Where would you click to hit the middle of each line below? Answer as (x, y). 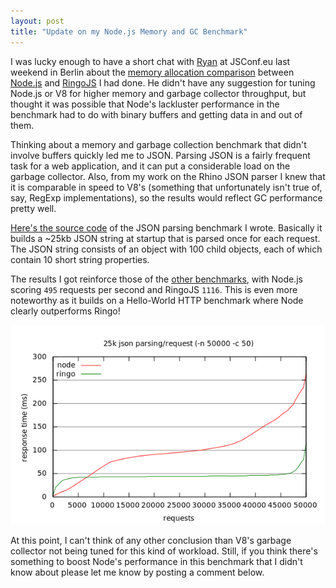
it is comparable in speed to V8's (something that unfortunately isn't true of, (166, 187)
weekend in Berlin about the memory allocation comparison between (152, 72)
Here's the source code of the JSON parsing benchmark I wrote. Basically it (166, 227)
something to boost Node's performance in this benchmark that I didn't (156, 561)
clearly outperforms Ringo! (65, 311)
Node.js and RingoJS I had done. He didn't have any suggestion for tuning (163, 82)
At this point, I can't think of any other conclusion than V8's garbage (151, 540)
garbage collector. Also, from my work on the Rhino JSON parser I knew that (168, 176)
